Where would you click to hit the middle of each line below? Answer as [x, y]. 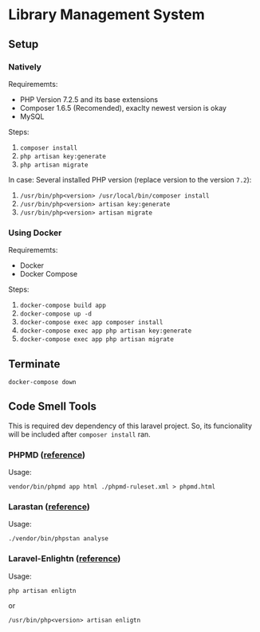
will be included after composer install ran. [80, 434]
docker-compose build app [63, 306]
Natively [25, 67]
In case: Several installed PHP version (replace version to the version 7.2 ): [130, 179]
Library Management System [106, 15]
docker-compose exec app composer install [91, 323]
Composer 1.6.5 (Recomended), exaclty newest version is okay [123, 108]
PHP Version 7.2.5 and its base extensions [89, 99]
